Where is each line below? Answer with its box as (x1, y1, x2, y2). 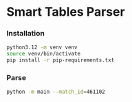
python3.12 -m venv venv (6, 44, 78, 51)
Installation (6, 29, 45, 38)
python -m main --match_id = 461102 (6, 88, 106, 96)
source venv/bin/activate (6, 51, 80, 58)
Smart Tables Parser (6, 4, 125, 20)
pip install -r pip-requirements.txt (6, 57, 115, 64)
